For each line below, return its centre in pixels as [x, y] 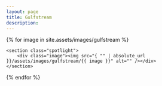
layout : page [22, 12]
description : [22, 23]
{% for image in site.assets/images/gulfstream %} [68, 40]
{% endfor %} [23, 78]
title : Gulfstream [29, 17]
